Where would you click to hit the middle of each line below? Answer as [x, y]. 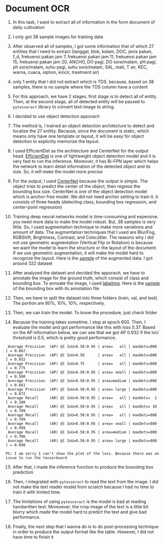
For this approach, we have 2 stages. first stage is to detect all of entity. [85, 96]
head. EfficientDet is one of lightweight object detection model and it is [84, 156]
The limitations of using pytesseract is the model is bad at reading [79, 501]
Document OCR [38, 9]
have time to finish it [33, 537]
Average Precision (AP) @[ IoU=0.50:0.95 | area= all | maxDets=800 [82, 346]
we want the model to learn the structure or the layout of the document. [85, 248]
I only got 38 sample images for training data [58, 37]
